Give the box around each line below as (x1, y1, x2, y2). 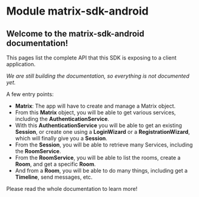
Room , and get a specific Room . (15, 161, 96, 168)
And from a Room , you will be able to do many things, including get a (15, 167, 188, 174)
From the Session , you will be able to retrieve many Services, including (15, 141, 193, 148)
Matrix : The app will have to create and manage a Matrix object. (15, 102, 176, 109)
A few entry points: (6, 91, 54, 98)
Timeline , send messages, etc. (15, 173, 93, 181)
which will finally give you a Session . (15, 135, 108, 142)
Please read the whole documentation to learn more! (6, 185, 138, 192)
